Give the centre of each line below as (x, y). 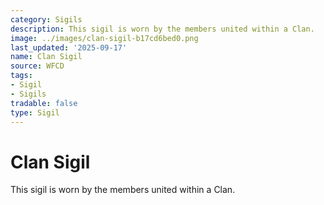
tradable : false (44, 103)
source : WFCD (37, 66)
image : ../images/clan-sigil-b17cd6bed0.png (104, 38)
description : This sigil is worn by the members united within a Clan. (162, 29)
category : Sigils (46, 19)
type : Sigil (35, 112)
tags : (21, 76)
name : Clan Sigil (46, 57)
